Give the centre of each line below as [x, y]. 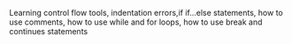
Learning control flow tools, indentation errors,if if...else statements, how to [146, 13]
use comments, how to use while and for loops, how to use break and [136, 22]
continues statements [49, 31]
